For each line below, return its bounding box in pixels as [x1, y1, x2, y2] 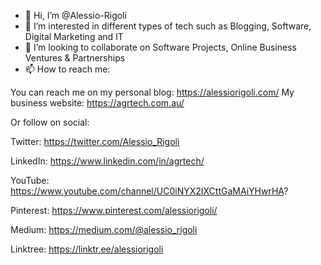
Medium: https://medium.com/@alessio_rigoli [10, 224, 198, 235]
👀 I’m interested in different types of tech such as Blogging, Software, [24, 20, 312, 32]
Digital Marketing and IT [24, 31, 124, 42]
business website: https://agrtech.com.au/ [10, 97, 185, 109]
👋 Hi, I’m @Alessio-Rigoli [24, 10, 127, 21]
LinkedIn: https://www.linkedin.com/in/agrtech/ [10, 155, 205, 167]
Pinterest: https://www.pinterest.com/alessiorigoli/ [10, 205, 218, 216]
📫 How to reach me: [24, 63, 111, 75]
